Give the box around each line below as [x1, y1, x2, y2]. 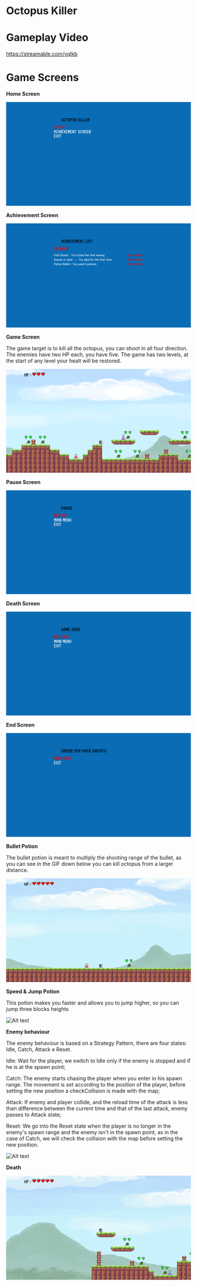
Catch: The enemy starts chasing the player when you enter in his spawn [6, 1075, 182, 1082]
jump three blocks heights [6, 1006, 69, 1013]
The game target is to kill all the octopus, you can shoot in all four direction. [6, 344, 188, 351]
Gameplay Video [6, 31, 89, 45]
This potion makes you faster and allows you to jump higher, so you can [6, 999, 179, 1007]
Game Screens [6, 71, 79, 84]
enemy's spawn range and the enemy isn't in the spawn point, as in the [6, 1129, 178, 1136]
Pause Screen [6, 478, 41, 485]
